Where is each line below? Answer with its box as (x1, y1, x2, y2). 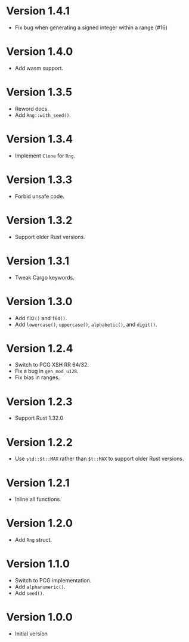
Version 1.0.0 (6, 610, 73, 624)
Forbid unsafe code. (14, 193, 64, 200)
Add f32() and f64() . (14, 314, 67, 321)
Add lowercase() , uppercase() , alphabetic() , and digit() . (14, 321, 157, 328)
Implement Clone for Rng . (14, 152, 76, 159)
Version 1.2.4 (6, 342, 73, 355)
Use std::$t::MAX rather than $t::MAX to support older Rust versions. (14, 455, 184, 463)
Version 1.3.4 (6, 132, 73, 145)
